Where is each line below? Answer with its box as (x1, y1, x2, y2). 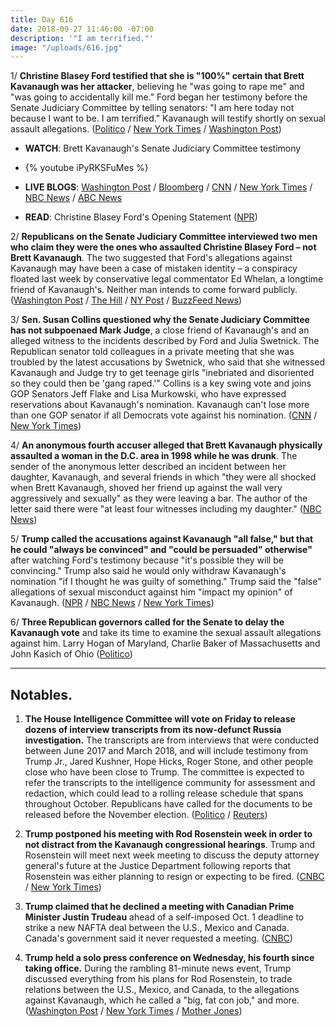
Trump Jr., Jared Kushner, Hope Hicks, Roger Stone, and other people (24, 756, 314, 768)
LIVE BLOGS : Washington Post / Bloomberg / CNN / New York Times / (24, 181, 313, 193)
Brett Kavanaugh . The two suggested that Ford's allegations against (10, 252, 293, 264)
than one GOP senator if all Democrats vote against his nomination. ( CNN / (10, 409, 318, 421)
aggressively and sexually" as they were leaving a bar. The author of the (10, 492, 308, 505)
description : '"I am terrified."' (10, 33, 155, 43)
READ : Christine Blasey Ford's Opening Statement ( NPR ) (24, 211, 258, 223)
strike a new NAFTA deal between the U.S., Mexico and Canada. (24, 922, 290, 934)
